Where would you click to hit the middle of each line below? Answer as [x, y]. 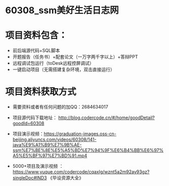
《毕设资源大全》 [66, 178]
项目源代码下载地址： [35, 118]
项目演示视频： [28, 134]
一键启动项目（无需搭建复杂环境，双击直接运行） [64, 69]
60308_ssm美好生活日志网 [62, 10]
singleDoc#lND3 [30, 178]
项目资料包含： [36, 35]
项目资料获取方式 [41, 92]
